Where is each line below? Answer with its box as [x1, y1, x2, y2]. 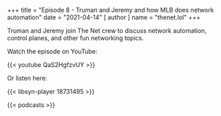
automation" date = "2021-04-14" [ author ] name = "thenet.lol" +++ [7, 13, 201, 21]
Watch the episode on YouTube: [7, 48, 98, 55]
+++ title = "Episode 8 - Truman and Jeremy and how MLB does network [7, 6, 214, 14]
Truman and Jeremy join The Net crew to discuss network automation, [7, 27, 207, 35]
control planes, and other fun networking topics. [7, 34, 144, 42]
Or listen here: [7, 74, 48, 82]
